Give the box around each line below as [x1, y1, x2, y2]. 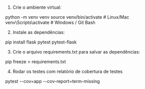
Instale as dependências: [12, 29, 65, 35]
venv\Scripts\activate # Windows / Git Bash [5, 20, 96, 25]
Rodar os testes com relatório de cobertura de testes [12, 68, 123, 74]
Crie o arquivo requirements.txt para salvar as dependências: [12, 49, 140, 55]
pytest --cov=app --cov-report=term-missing [5, 78, 100, 84]
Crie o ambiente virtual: [12, 5, 62, 10]
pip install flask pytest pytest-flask [5, 39, 77, 45]
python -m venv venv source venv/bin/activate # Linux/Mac [5, 14, 130, 20]
